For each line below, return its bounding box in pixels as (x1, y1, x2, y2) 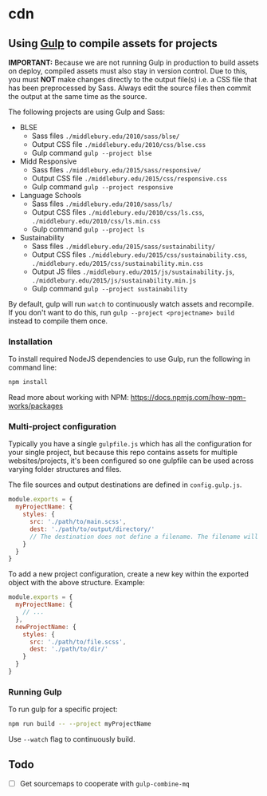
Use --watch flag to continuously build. (8, 735, 135, 744)
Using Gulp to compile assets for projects (8, 37, 218, 50)
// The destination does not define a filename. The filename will (29, 533, 259, 541)
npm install (8, 378, 48, 386)
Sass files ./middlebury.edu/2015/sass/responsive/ (31, 165, 202, 174)
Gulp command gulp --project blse (31, 149, 152, 157)
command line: (8, 362, 57, 372)
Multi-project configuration (8, 421, 117, 432)
